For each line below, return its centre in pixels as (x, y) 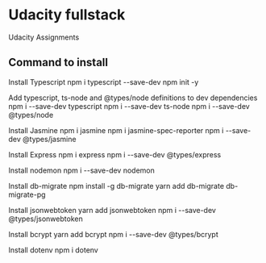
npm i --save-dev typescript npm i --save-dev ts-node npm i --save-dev (129, 106)
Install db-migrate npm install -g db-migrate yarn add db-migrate (116, 186)
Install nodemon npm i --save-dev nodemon (82, 170)
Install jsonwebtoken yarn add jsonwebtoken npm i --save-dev (112, 210)
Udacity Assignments (44, 37)
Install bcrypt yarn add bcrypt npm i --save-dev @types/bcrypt (114, 234)
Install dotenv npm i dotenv (53, 250)
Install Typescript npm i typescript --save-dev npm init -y (104, 81)
